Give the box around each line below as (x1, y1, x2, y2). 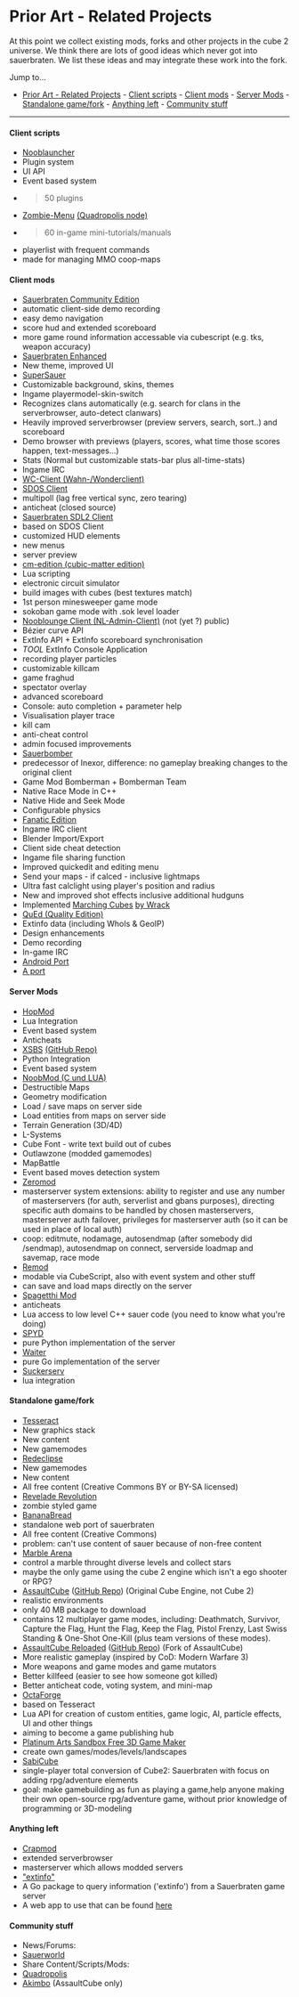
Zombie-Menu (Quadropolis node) (21, 210, 149, 221)
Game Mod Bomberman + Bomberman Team (21, 776, 187, 787)
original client (21, 767, 73, 778)
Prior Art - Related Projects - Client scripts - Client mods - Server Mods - (21, 89, 290, 100)
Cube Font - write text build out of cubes (21, 1138, 172, 1149)
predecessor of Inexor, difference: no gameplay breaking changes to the (21, 758, 288, 768)
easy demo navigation (21, 313, 104, 324)
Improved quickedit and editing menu (21, 862, 159, 873)
